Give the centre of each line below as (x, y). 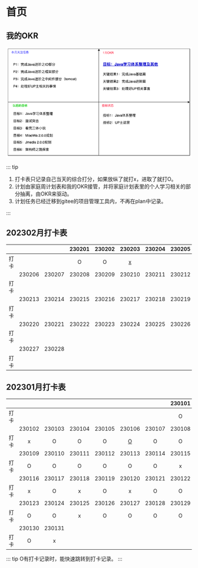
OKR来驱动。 (56, 194)
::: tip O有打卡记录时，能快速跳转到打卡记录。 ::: (64, 559)
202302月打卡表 (37, 233)
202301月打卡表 (36, 387)
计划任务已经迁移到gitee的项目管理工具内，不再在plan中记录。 (90, 202)
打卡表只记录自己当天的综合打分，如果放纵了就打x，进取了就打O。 (95, 179)
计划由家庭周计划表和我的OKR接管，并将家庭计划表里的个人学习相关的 (100, 187)
